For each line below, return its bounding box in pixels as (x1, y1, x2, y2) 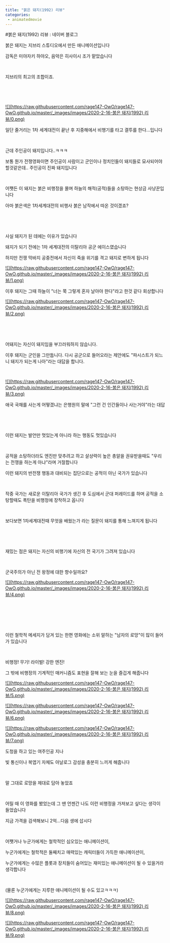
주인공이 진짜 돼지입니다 (29, 165, 77, 171)
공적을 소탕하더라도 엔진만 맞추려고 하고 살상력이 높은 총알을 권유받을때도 (5, 453, 151, 459)
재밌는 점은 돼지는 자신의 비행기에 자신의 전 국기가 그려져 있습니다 (5, 548, 135, 555)
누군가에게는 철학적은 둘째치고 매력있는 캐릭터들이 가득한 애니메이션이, (5, 849, 145, 855)
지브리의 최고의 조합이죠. (5, 74, 54, 80)
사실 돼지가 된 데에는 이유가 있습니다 (5, 233, 77, 239)
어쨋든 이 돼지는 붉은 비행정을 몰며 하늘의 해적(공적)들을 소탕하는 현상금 (5, 185, 147, 191)
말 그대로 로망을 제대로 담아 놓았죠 (5, 780, 73, 786)
